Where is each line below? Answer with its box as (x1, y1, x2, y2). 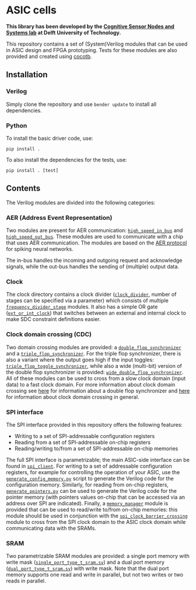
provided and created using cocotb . (6, 53, 92, 60)
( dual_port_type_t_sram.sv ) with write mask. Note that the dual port (6, 565, 169, 572)
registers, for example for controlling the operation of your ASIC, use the (6, 468, 180, 475)
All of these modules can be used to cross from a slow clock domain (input (6, 375, 186, 382)
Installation (6, 70, 48, 80)
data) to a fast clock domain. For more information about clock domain (6, 381, 176, 388)
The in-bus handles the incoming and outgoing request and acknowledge (6, 257, 183, 264)
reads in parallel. (6, 577, 46, 585)
